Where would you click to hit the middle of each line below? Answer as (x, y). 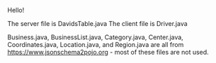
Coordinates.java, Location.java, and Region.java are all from (96, 44)
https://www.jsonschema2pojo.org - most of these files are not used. (108, 52)
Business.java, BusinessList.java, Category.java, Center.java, (96, 37)
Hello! (16, 10)
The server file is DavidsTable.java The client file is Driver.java (97, 23)
